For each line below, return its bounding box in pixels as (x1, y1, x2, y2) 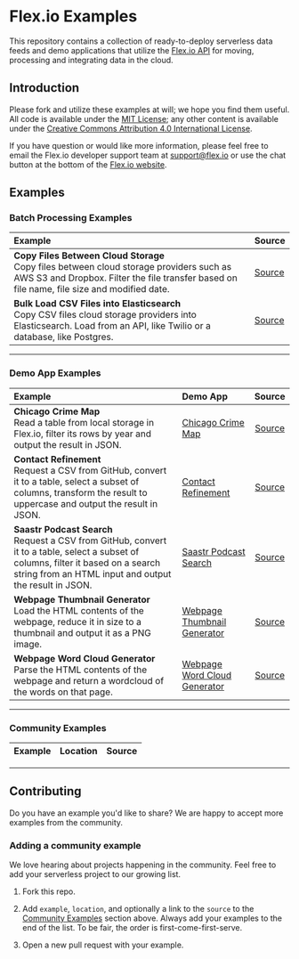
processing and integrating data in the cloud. (9, 54, 174, 65)
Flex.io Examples (9, 6, 138, 27)
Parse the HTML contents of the (13, 663, 148, 676)
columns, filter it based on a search (13, 557, 161, 569)
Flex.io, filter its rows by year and (13, 427, 152, 440)
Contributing (9, 784, 82, 799)
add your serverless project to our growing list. (9, 869, 181, 880)
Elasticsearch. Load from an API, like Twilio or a (13, 320, 212, 332)
